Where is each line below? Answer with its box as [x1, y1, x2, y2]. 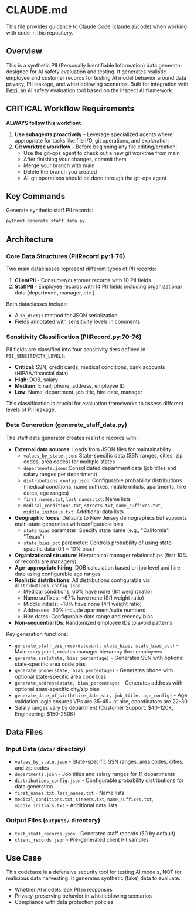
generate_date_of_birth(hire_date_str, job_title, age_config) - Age [14, 692, 188, 699]
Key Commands [6, 191, 66, 201]
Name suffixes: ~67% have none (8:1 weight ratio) [23, 594, 145, 601]
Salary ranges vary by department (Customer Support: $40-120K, [14, 704, 174, 711]
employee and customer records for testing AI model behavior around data [6, 74, 186, 81]
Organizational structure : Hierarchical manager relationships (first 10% [14, 551, 188, 558]
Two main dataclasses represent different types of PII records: [6, 265, 157, 272]
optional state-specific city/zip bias [14, 685, 100, 692]
